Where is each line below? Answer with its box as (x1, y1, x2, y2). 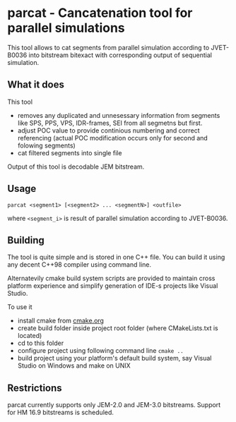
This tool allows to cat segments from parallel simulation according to (7, 43, 210, 52)
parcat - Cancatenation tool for (7, 5, 193, 21)
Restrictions (7, 382, 62, 394)
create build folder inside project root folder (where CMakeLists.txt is (17, 324, 218, 332)
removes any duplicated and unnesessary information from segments (17, 111, 220, 119)
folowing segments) (17, 141, 76, 150)
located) (17, 332, 42, 340)
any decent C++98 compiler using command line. (7, 260, 152, 269)
